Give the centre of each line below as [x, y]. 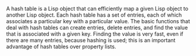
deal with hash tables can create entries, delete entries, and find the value [97, 27]
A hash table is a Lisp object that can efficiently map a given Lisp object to [97, 9]
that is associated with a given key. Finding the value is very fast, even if [95, 34]
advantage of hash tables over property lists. [61, 46]
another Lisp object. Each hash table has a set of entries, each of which [94, 15]
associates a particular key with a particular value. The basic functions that [98, 21]
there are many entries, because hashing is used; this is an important [91, 40]
